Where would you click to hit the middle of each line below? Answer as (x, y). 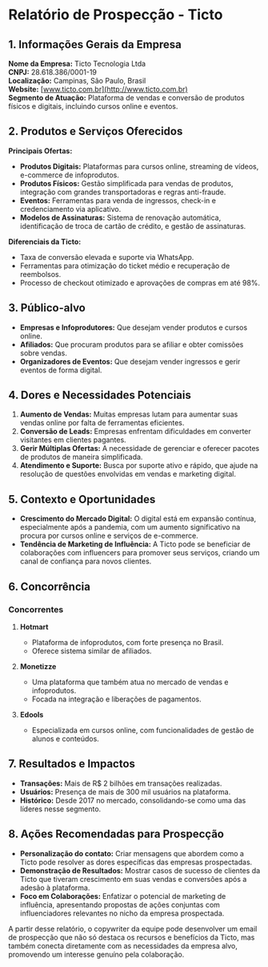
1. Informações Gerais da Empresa (95, 45)
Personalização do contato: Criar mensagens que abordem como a (132, 853)
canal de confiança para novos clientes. (86, 561)
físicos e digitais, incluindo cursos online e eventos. (93, 106)
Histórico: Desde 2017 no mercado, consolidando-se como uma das (133, 800)
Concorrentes (36, 609)
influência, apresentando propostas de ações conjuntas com (120, 904)
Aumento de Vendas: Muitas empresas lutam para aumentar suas (129, 414)
